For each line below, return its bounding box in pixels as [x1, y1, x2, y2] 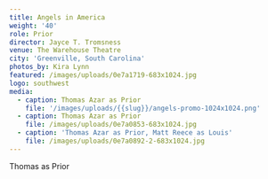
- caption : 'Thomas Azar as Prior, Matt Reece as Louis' [17, 128, 233, 137]
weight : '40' [9, 21, 58, 30]
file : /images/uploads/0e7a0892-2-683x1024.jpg [25, 136, 205, 145]
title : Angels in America [9, 12, 105, 22]
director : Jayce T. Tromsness [9, 37, 122, 47]
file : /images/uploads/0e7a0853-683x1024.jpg [25, 121, 198, 129]
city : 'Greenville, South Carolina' [9, 54, 145, 63]
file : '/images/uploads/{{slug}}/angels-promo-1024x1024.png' [25, 104, 261, 113]
